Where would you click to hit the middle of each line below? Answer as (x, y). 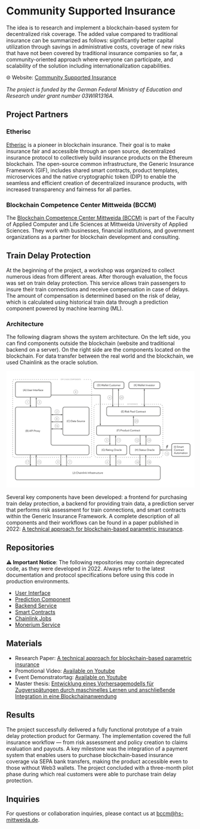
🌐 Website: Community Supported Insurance (61, 77)
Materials (24, 644)
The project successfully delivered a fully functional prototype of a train (94, 730)
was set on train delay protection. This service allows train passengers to (96, 283)
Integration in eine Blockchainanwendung (66, 696)
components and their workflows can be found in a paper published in (93, 523)
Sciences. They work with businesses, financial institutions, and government (100, 230)
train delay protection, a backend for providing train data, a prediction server (100, 504)
